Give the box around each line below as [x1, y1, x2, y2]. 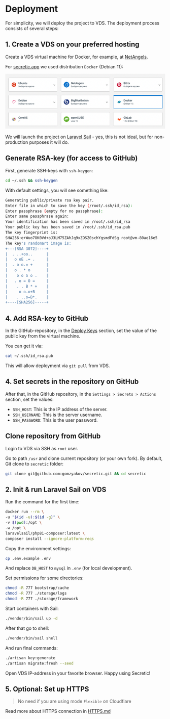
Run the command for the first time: [5, 499, 80, 505]
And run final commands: [5, 645, 58, 651]
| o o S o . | [5, 273, 49, 278]
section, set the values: [5, 396, 54, 402]
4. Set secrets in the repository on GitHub [5, 377, 139, 386]
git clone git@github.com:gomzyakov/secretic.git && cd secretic [5, 471, 146, 476]
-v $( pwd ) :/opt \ [5, 520, 42, 525]
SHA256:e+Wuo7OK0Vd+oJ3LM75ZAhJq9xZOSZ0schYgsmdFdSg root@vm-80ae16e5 [5, 235, 158, 240]
